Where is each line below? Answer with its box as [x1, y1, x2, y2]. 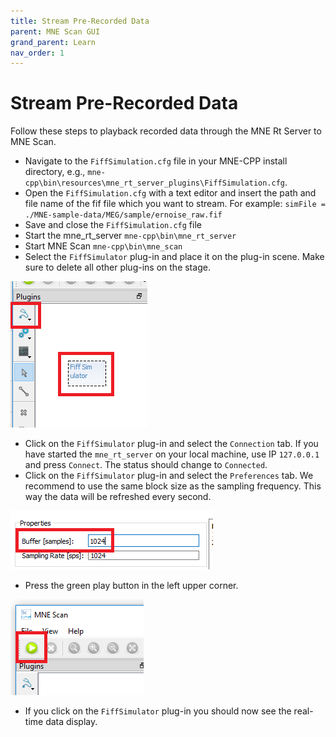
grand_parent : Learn [10, 37, 97, 47]
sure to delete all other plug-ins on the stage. [24, 261, 211, 274]
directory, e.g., [24, 166, 86, 178]
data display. [45, 716, 98, 728]
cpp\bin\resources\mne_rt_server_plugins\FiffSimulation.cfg [24, 178, 286, 189]
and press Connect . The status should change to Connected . [24, 459, 268, 471]
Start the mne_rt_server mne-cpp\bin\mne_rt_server [24, 230, 237, 242]
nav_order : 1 [10, 48, 65, 58]
